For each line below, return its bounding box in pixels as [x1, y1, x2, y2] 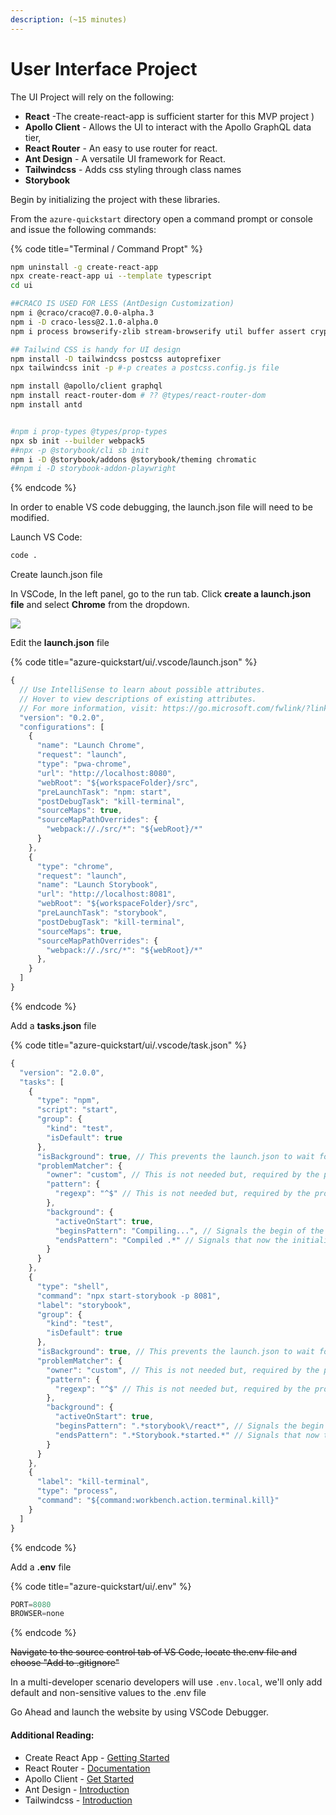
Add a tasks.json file [10, 1019, 97, 1031]
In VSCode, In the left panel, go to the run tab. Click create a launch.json [10, 588, 312, 600]
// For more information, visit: [19, 703, 159, 713]
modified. [10, 512, 50, 524]
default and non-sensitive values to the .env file [10, 1687, 207, 1699]
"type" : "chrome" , [36, 861, 114, 871]
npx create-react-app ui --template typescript [10, 271, 213, 281]
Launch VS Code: [10, 531, 83, 543]
